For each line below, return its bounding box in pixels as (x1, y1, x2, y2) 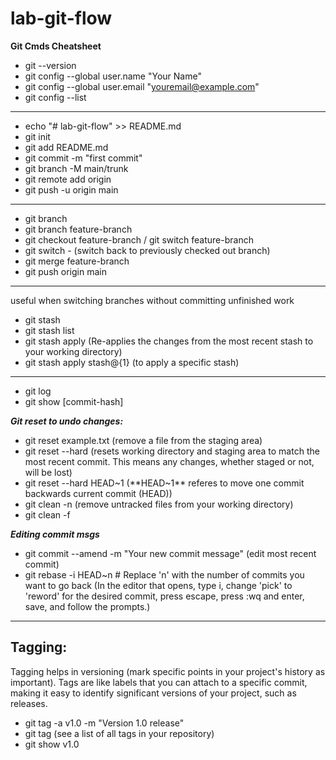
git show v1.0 (24, 738, 80, 750)
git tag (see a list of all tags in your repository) (24, 727, 215, 739)
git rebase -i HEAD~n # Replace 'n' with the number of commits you (24, 568, 305, 581)
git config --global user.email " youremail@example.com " (24, 80, 260, 92)
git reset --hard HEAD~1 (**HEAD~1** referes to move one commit (24, 477, 305, 489)
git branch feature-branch (24, 223, 133, 235)
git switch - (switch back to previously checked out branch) (24, 244, 271, 256)
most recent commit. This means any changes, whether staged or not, (24, 455, 315, 467)
